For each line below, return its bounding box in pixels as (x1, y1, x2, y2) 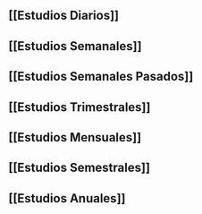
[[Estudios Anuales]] (8, 191, 126, 206)
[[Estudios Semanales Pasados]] (8, 69, 194, 84)
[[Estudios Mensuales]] (8, 130, 142, 145)
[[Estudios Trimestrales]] (8, 99, 151, 115)
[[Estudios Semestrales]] (8, 160, 151, 175)
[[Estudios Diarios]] (8, 8, 120, 23)
